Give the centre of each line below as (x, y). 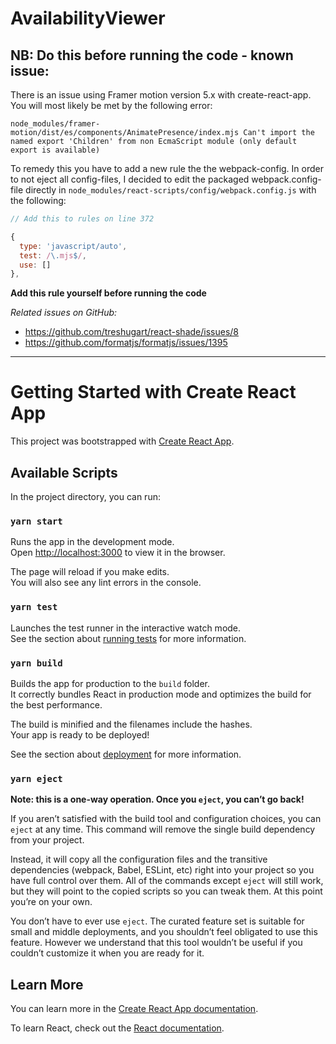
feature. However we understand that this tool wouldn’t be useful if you (156, 943)
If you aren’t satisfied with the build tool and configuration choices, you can (166, 819)
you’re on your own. (51, 902)
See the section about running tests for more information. (128, 638)
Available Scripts (64, 472)
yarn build (36, 663)
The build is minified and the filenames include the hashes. (131, 724)
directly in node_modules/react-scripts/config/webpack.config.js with (171, 190)
